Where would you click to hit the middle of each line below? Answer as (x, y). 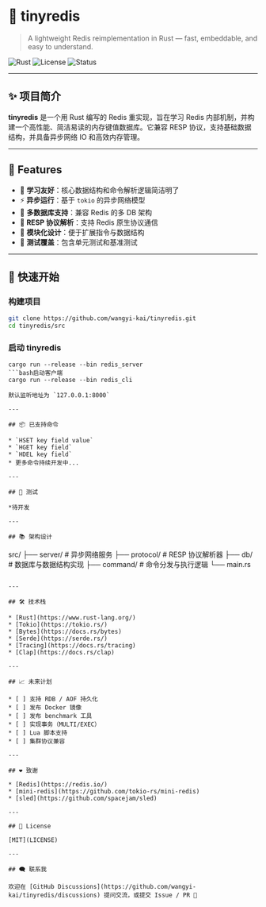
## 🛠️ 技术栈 (27, 602)
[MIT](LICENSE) (33, 840)
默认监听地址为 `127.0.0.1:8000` (59, 396)
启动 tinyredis (35, 347)
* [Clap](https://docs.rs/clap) (61, 653)
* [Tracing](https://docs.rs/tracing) (72, 646)
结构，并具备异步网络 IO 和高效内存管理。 (76, 137)
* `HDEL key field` (40, 455)
